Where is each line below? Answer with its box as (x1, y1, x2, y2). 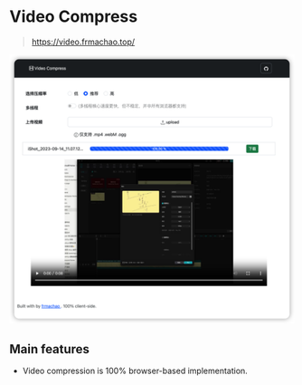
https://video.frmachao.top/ (31, 36, 136, 47)
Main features (9, 342, 90, 357)
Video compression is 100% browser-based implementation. (22, 365, 249, 377)
